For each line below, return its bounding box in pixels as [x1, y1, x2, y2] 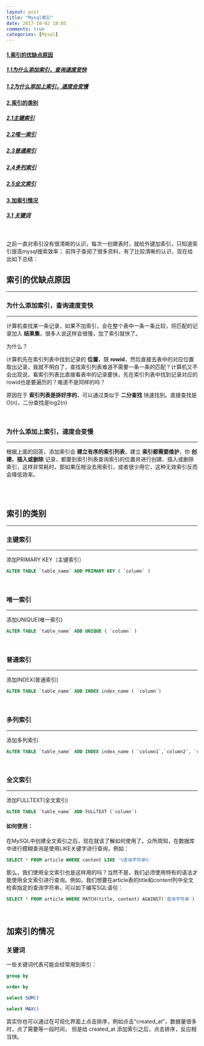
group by [6, 973, 29, 979]
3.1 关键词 [6, 212, 31, 219]
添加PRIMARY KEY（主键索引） [6, 556, 85, 563]
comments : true [6, 26, 45, 32]
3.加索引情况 [6, 196, 38, 204]
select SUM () [6, 995, 39, 1001]
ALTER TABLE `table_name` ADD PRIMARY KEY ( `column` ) [6, 568, 151, 575]
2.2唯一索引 [6, 131, 36, 138]
